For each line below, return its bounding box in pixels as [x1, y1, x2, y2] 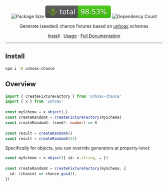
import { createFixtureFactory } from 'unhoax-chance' [5, 94, 122, 99]
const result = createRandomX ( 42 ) [5, 136, 77, 141]
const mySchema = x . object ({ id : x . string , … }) [5, 155, 108, 160]
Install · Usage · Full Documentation [47, 33, 121, 39]
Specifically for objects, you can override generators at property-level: [5, 145, 150, 151]
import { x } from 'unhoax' [5, 99, 64, 104]
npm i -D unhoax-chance [5, 66, 55, 71]
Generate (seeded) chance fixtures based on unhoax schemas [19, 23, 148, 29]
